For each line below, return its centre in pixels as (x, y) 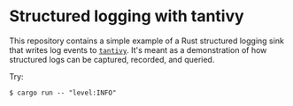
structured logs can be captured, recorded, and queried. (112, 59)
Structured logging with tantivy (127, 16)
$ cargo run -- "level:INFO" (63, 93)
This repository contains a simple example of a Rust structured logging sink (147, 41)
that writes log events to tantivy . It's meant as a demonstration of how (138, 49)
